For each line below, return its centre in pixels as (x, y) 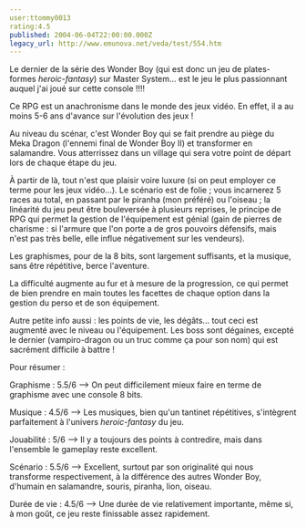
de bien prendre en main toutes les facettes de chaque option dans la (140, 294)
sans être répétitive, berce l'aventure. (80, 266)
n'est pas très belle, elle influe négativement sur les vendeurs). (127, 239)
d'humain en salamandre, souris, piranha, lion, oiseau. (111, 487)
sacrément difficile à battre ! (62, 350)
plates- (257, 69)
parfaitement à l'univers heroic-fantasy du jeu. (97, 422)
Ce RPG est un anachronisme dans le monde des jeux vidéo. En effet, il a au (152, 107)
